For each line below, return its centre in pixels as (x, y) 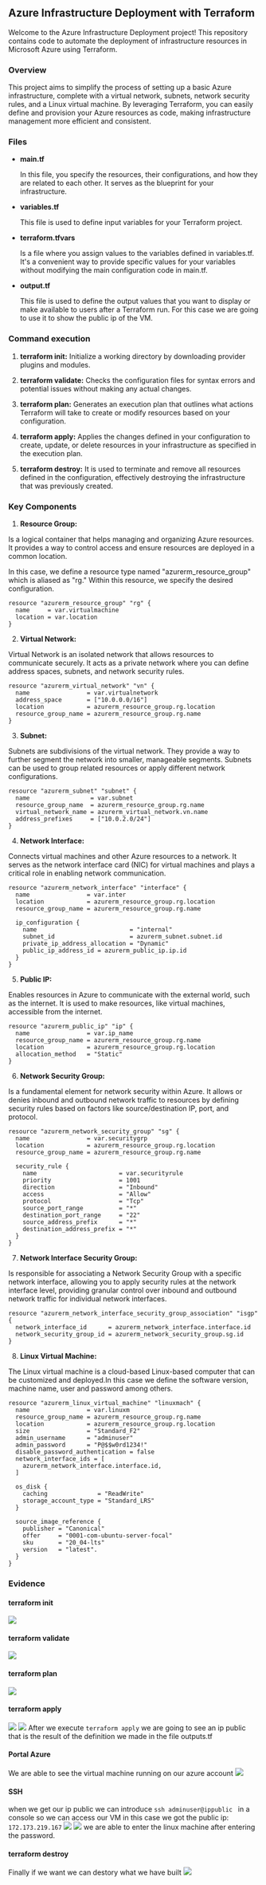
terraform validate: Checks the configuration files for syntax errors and (137, 380)
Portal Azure (29, 1754)
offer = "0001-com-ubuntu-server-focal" (98, 1536)
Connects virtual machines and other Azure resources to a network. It (123, 856)
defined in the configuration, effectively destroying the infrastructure (132, 477)
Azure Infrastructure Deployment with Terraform (131, 13)
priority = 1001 (82, 1180)
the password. (32, 1836)
